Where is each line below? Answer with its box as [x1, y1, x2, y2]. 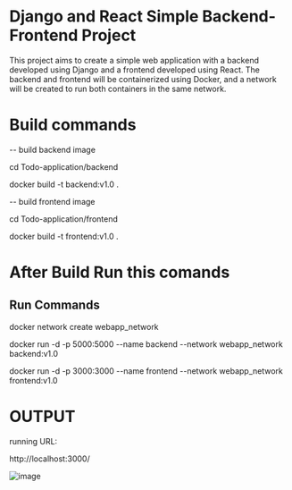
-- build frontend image [9, 196, 96, 207]
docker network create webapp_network [9, 321, 159, 332]
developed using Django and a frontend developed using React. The [9, 64, 261, 75]
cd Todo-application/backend [9, 161, 119, 172]
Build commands [9, 114, 137, 135]
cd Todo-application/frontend [9, 213, 119, 224]
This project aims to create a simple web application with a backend [9, 55, 259, 65]
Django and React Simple [9, 6, 199, 27]
